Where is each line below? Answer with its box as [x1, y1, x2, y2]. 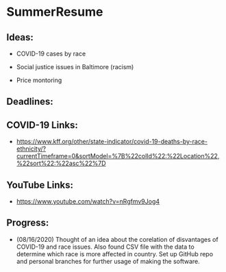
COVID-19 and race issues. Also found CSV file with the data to [16, 243, 194, 251]
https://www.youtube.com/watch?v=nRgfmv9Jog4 [16, 197, 160, 206]
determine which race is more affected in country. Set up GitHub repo [16, 249, 214, 258]
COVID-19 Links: [6, 119, 78, 131]
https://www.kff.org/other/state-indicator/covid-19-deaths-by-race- [16, 138, 208, 146]
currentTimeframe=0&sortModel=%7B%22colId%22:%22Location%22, [16, 152, 220, 160]
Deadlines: [6, 96, 54, 108]
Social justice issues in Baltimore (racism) [16, 63, 134, 71]
